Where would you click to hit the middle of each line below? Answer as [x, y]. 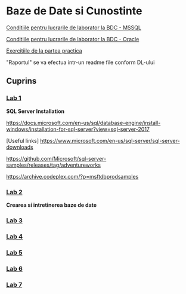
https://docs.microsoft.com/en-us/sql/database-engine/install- [83, 122]
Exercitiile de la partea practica [44, 50]
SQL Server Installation [35, 111]
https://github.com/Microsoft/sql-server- [56, 158]
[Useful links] [23, 140]
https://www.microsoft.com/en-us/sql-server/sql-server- [110, 140]
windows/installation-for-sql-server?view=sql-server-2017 [78, 129]
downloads [20, 147]
